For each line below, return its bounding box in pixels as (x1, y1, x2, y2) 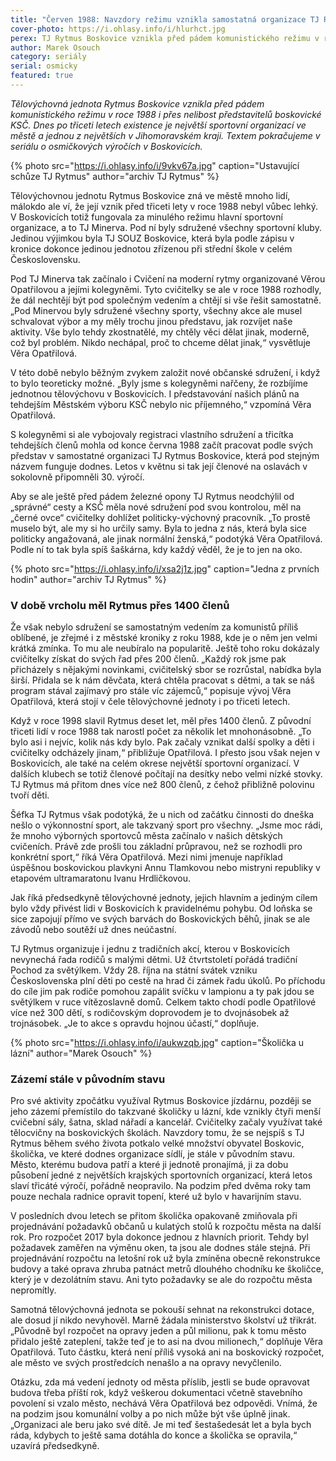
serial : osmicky (10, 61, 78, 71)
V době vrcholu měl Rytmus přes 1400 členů (10, 598, 230, 612)
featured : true (10, 71, 74, 81)
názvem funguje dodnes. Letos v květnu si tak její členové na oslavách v (10, 460, 308, 472)
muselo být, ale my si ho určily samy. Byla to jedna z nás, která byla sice (10, 522, 307, 534)
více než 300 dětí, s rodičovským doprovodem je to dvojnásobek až (10, 1007, 290, 1019)
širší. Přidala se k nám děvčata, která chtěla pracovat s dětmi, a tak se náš (10, 674, 315, 686)
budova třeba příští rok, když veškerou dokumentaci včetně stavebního (10, 1387, 303, 1399)
